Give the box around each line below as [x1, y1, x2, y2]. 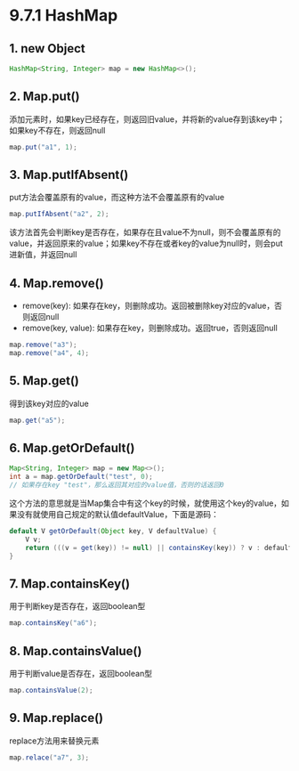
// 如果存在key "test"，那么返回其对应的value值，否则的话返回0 [9, 481, 224, 490]
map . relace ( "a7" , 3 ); [9, 753, 90, 762]
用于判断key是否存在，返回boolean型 [9, 601, 146, 612]
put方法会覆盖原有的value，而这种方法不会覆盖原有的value [9, 192, 225, 203]
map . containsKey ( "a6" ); [9, 619, 98, 628]
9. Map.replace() [9, 710, 104, 726]
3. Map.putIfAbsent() [9, 166, 129, 183]
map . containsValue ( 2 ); [9, 686, 93, 694]
